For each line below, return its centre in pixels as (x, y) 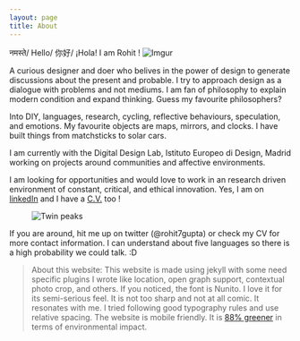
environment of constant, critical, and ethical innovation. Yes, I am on (137, 189)
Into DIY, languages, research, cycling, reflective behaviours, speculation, (145, 116)
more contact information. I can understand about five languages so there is (150, 243)
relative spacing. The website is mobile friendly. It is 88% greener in (156, 317)
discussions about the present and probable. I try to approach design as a (146, 80)
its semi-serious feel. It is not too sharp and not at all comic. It (145, 298)
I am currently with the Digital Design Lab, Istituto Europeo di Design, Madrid (150, 152)
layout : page (34, 17)
